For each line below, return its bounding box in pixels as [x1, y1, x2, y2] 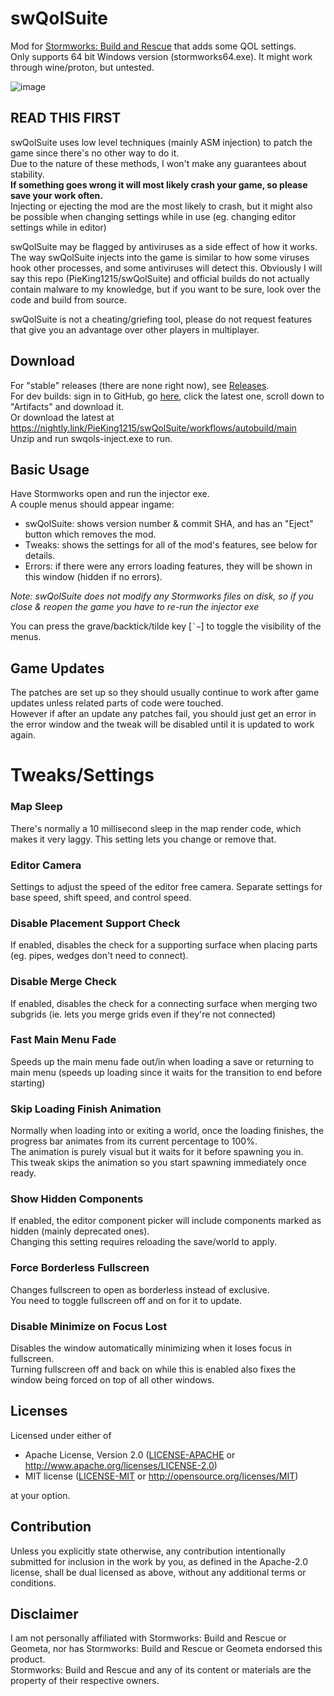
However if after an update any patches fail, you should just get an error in [10, 708, 317, 720]
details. [24, 550, 56, 562]
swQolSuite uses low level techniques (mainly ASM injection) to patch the [10, 136, 313, 148]
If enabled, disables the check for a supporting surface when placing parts [10, 939, 318, 951]
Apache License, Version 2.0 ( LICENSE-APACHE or [24, 1448, 236, 1461]
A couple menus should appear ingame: [10, 498, 175, 511]
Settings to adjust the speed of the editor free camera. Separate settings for [10, 880, 323, 892]
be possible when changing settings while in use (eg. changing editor [10, 210, 297, 222]
